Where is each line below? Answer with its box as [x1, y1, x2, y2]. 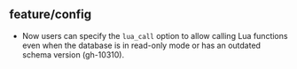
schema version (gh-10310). [21, 49, 125, 60]
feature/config [9, 7, 92, 22]
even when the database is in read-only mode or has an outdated [21, 40, 262, 50]
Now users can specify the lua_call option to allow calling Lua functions [21, 30, 288, 41]
